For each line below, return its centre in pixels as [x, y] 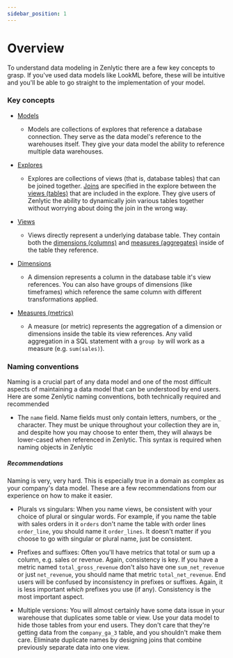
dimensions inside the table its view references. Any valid [110, 334]
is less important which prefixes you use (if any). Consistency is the [114, 590]
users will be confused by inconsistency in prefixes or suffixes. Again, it [120, 582]
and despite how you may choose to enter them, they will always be [114, 433]
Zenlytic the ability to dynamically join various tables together [115, 200]
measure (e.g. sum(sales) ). [66, 348]
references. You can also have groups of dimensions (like [110, 284]
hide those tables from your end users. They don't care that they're [113, 625]
